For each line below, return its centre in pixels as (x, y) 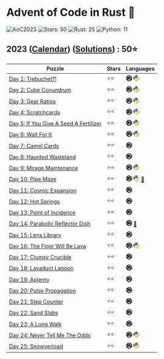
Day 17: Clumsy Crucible (40, 257)
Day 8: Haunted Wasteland (42, 157)
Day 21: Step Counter (36, 302)
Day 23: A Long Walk (35, 324)
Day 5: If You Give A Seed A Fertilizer (55, 123)
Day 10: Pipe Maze (33, 179)
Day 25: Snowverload (36, 346)
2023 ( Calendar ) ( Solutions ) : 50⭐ (72, 49)
